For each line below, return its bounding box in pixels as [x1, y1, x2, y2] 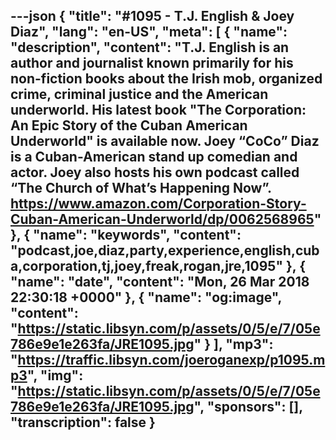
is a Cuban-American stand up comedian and [10, 149, 298, 166]
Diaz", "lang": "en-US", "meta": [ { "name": [10, 24, 288, 41]
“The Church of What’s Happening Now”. [10, 180, 272, 197]
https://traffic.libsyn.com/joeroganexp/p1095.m [17, 352, 326, 369]
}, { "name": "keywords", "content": [10, 227, 242, 244]
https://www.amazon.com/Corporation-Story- [10, 195, 307, 213]
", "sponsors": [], [193, 399, 303, 416]
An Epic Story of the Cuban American [10, 117, 248, 134]
